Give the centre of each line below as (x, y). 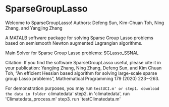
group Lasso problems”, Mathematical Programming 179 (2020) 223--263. (82, 78)
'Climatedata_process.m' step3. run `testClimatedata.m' (63, 99)
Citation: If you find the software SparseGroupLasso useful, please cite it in (83, 62)
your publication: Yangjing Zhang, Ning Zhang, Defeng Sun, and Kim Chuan (83, 68)
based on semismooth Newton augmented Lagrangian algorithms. (74, 43)
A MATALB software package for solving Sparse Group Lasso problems (79, 38)
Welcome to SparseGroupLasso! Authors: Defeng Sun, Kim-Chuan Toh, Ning (85, 23)
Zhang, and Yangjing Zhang (34, 28)
